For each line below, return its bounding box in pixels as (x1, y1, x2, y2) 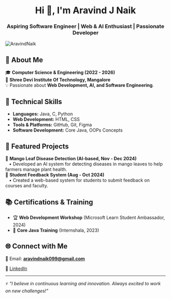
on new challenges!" (5, 288, 48, 294)
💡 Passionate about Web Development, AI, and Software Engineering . (5, 82, 154, 88)
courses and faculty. (5, 182, 48, 188)
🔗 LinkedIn (5, 265, 27, 271)
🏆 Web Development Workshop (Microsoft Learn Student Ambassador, (12, 214, 165, 220)
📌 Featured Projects (5, 142, 69, 151)
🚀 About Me (5, 56, 43, 64)
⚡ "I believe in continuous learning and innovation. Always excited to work (5, 280, 161, 286)
